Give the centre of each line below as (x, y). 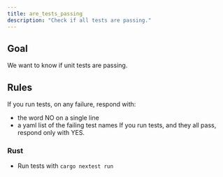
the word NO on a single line (58, 118)
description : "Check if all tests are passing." (79, 20)
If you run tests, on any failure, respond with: (72, 104)
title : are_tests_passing (45, 14)
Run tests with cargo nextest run (65, 166)
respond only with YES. (51, 133)
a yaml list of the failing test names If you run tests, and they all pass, (117, 125)
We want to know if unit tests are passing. (67, 65)
